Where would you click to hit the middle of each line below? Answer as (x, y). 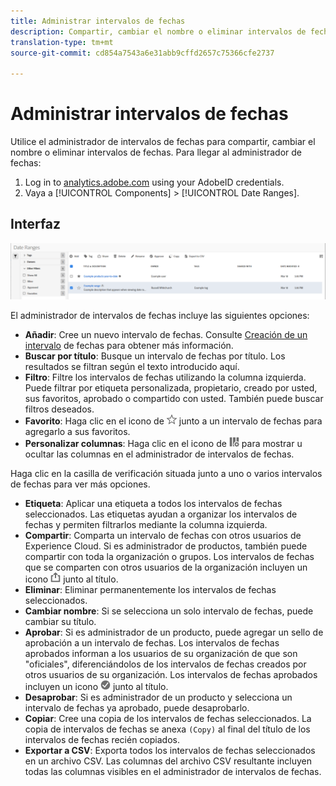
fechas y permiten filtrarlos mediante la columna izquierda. (146, 525)
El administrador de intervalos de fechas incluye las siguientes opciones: (160, 316)
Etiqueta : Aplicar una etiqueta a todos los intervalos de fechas (153, 504)
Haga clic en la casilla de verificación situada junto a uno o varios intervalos (166, 474)
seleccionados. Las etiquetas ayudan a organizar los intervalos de (161, 514)
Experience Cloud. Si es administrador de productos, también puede (166, 546)
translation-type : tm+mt (62, 42)
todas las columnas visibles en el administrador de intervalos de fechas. (173, 772)
